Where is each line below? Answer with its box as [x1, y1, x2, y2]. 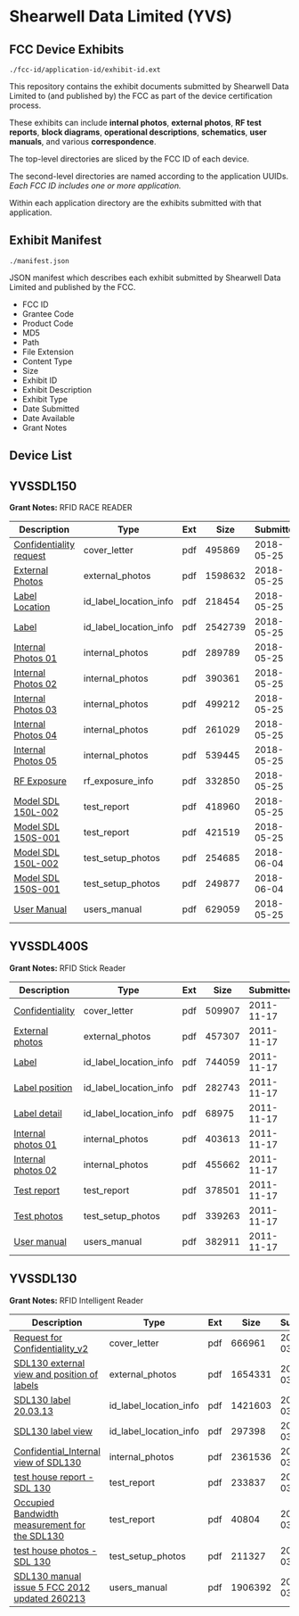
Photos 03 [13, 703, 58, 716]
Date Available [21, 412, 76, 423]
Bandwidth [13, 1507, 60, 1520]
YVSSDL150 [9, 478, 77, 493]
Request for [13, 1331, 63, 1344]
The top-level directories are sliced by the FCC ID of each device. [9, 153, 250, 164]
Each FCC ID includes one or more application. [9, 180, 182, 191]
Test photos [13, 1209, 64, 1222]
